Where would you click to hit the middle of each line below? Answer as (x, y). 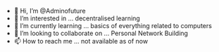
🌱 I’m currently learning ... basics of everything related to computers (113, 26)
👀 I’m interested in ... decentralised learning (77, 18)
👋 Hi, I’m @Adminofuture (50, 11)
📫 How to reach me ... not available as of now (81, 41)
